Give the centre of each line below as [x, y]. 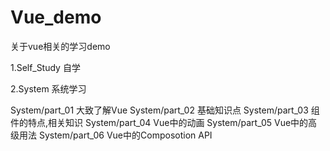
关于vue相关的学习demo [60, 46]
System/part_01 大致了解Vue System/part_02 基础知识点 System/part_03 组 [165, 110]
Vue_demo [56, 17]
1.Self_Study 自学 [45, 67]
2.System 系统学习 [48, 88]
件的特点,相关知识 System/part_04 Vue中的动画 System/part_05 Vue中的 [159, 122]
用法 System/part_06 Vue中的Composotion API [115, 135]
